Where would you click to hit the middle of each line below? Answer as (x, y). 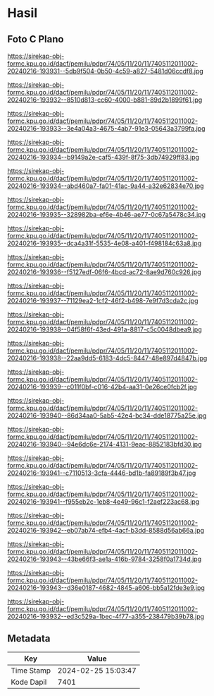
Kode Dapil (29, 682)
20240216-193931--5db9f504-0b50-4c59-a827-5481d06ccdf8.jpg (106, 71)
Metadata (29, 638)
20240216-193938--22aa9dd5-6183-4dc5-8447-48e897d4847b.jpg (107, 358)
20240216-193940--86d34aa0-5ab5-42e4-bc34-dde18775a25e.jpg (107, 415)
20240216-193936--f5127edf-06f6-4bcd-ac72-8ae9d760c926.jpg (105, 272)
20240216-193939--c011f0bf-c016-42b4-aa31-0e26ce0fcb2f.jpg (102, 387)
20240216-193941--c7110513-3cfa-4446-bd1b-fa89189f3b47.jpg (102, 473)
